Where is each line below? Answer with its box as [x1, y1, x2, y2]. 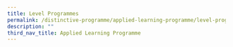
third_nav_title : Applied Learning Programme [7, 29, 141, 37]
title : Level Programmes [7, 10, 79, 17]
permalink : [7, 17, 39, 23]
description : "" [7, 23, 54, 30]
